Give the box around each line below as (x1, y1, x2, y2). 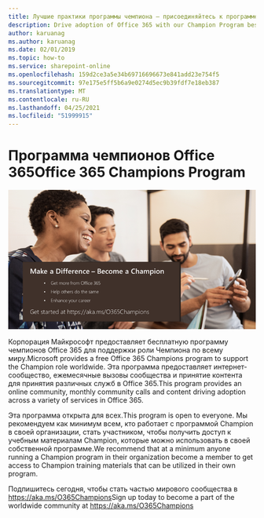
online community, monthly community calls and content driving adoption (8, 387, 246, 396)
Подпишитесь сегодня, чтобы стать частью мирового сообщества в (8, 483, 238, 494)
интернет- (213, 362, 247, 371)
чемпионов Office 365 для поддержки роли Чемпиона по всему (8, 345, 224, 355)
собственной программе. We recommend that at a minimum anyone (8, 443, 231, 453)
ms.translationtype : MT (8, 87, 86, 95)
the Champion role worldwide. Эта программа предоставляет (8, 362, 212, 371)
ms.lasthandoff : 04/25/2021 (8, 104, 101, 111)
